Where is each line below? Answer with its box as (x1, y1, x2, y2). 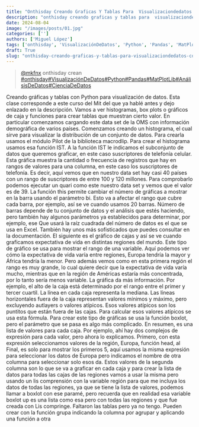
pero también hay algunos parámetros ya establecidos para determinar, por (6, 213, 191, 220)
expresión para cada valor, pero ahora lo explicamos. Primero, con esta (6, 333, 180, 340)
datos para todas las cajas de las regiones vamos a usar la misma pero (6, 371, 179, 378)
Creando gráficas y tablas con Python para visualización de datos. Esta (6, 93, 181, 100)
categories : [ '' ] (6, 31, 49, 37)
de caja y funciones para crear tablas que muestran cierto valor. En (6, 112, 170, 119)
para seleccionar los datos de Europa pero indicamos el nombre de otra (6, 352, 181, 359)
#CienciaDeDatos (48, 81, 92, 89)
